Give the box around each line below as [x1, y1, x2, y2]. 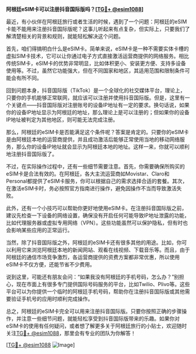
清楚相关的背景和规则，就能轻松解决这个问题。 [10, 33, 124, 40]
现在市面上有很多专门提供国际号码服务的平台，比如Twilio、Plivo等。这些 [16, 281, 190, 287]
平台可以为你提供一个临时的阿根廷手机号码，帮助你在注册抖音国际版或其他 [6, 288, 185, 295]
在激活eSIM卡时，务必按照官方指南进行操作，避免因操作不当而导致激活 [6, 185, 177, 192]
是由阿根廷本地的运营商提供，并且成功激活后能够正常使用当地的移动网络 [6, 136, 180, 143]
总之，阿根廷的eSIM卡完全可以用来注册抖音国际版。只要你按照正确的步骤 [6, 308, 182, 315]
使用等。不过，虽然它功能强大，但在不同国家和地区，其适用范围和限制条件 [6, 67, 185, 74]
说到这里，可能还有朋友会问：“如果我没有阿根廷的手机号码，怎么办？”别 [6, 273, 180, 280]
